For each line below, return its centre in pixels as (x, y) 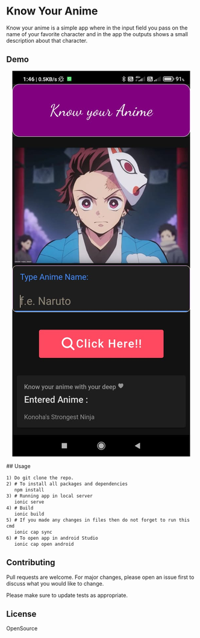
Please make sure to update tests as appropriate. (67, 595)
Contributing (31, 562)
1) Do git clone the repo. (40, 478)
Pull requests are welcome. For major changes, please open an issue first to (100, 577)
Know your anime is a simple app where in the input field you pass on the (97, 28)
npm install (29, 490)
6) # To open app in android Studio (52, 538)
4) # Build (20, 508)
